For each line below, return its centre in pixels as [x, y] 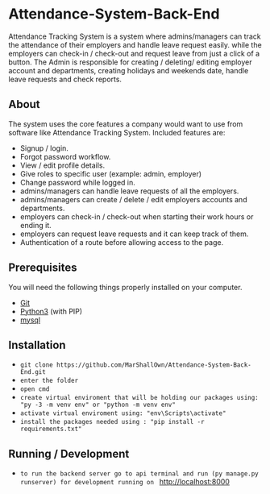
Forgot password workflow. [65, 156]
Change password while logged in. [77, 182]
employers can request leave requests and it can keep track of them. [134, 234]
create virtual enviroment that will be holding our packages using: [139, 398]
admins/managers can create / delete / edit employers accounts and [133, 199]
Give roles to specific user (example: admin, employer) [111, 173]
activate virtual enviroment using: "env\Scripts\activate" [123, 413]
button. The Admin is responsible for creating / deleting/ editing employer [130, 62]
